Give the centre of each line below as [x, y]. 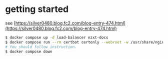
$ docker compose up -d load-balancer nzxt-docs [57, 37]
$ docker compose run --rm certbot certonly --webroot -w [67, 42]
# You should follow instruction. [41, 47]
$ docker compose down [29, 51]
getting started [37, 9]
